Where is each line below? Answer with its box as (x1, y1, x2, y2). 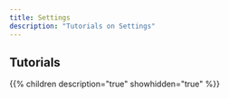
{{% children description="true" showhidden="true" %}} (9, 78, 220, 90)
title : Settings (9, 13, 71, 22)
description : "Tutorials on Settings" (9, 22, 156, 31)
